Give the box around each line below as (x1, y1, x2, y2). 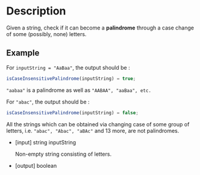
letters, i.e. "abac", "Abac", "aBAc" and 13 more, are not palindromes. (6, 127, 180, 134)
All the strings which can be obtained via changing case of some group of (6, 120, 190, 127)
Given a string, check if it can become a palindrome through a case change (6, 24, 195, 31)
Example (6, 48, 40, 58)
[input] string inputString (14, 138, 77, 146)
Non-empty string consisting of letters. (14, 150, 112, 158)
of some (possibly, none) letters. (6, 30, 87, 37)
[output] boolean (14, 162, 57, 169)
